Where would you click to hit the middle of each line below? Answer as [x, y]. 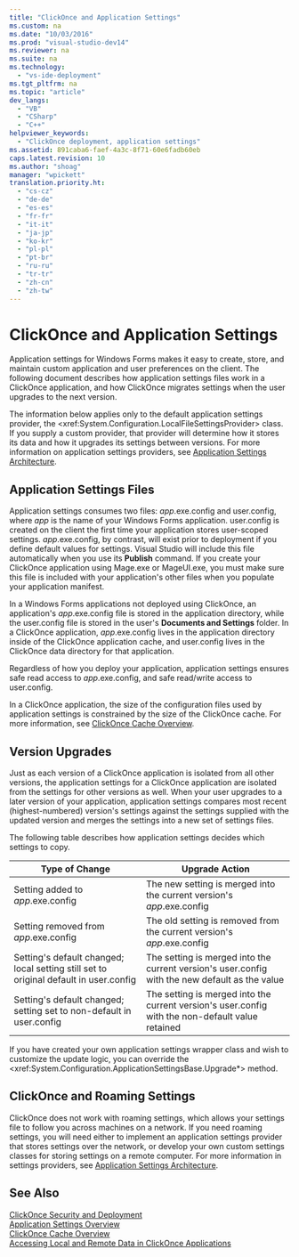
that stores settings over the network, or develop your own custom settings [147, 1146]
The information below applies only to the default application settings [136, 414]
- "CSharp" [37, 117]
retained [163, 1027]
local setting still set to [61, 969]
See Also [34, 1193]
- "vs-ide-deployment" [59, 76]
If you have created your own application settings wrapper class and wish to [149, 1050]
